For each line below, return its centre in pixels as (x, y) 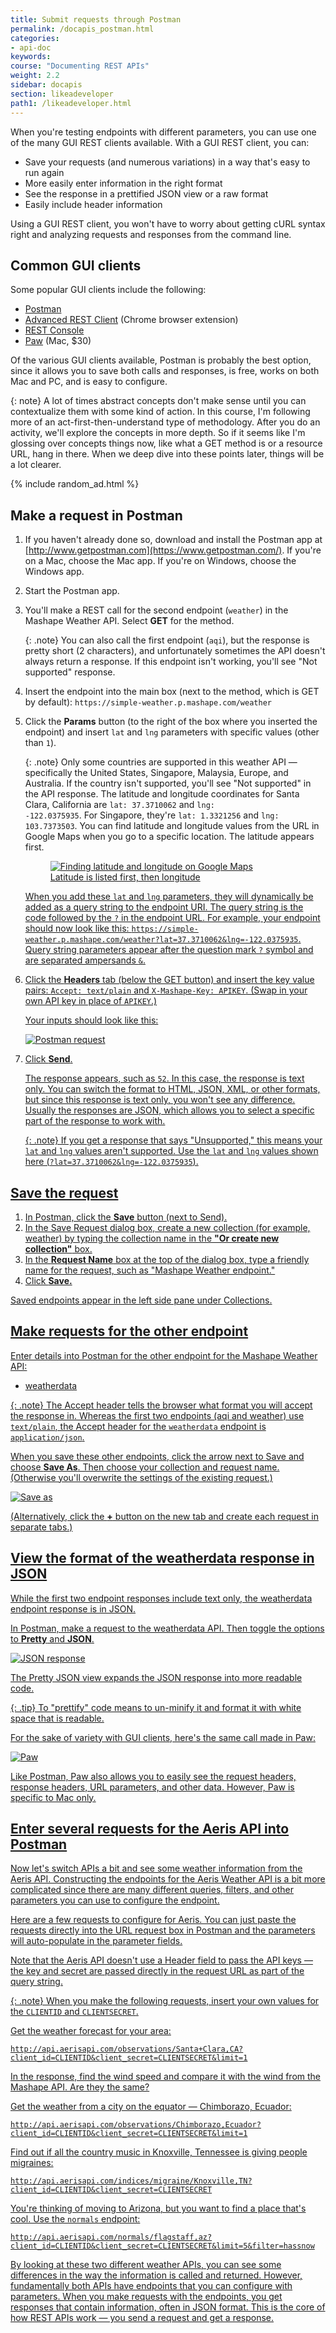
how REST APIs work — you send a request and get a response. (142, 2318)
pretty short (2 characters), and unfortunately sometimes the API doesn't (175, 651)
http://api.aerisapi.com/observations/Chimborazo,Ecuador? (136, 2125)
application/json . (47, 1437)
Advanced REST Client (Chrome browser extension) (131, 320)
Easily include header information (93, 204)
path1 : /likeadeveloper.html (71, 103)
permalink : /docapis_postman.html (82, 29)
